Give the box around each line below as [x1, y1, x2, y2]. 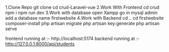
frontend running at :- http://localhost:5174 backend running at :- [5, 35, 140, 41]
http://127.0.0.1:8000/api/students [5, 41, 75, 47]
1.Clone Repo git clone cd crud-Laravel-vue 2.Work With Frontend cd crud [5, 5, 160, 10]
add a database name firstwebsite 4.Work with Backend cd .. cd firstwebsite [5, 15, 164, 21]
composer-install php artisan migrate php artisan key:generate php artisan [5, 20, 160, 26]
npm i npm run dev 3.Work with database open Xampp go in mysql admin [5, 10, 158, 16]
